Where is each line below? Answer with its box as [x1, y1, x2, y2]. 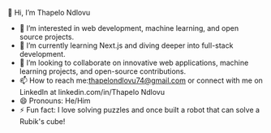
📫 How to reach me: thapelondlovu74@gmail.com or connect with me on [19, 75, 263, 85]
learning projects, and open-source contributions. [19, 66, 187, 76]
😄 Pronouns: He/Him [19, 96, 91, 105]
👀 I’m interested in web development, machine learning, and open [19, 24, 239, 32]
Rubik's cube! [19, 117, 66, 126]
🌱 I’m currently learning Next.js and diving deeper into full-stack [19, 41, 234, 50]
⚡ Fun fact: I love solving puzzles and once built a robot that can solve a [19, 105, 260, 114]
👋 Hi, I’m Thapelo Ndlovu [7, 8, 91, 17]
